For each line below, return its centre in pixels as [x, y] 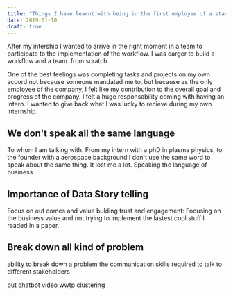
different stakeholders [39, 271]
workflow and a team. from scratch [57, 61]
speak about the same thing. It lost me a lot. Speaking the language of [107, 165]
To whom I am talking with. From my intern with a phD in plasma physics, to [115, 150]
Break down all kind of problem [76, 247]
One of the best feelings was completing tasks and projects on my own [109, 74]
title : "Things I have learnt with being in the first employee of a [110, 14]
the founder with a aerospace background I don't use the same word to [109, 158]
